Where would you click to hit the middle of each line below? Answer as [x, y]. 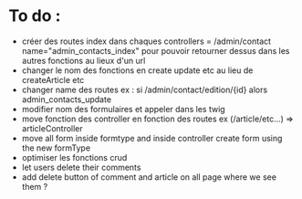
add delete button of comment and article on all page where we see [149, 177]
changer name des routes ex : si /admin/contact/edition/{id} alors [145, 89]
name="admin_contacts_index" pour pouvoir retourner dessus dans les [156, 50]
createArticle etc [53, 79]
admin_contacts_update [66, 99]
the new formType [56, 148]
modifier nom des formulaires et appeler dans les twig [123, 109]
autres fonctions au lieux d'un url [83, 60]
